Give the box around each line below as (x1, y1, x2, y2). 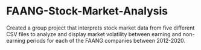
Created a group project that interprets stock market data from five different (6, 24, 195, 31)
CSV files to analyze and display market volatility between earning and (6, 30, 182, 37)
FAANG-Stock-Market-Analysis (6, 4, 168, 18)
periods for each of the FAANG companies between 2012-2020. (27, 37, 186, 44)
